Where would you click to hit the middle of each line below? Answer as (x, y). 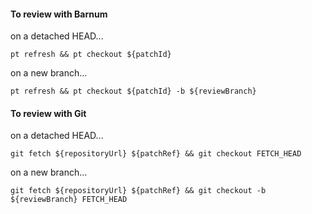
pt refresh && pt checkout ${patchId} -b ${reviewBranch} (133, 91)
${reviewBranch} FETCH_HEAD (69, 200)
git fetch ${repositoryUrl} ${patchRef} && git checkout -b (138, 191)
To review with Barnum (59, 14)
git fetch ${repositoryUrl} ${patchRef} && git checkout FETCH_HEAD (156, 154)
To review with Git (48, 113)
